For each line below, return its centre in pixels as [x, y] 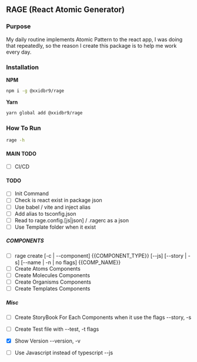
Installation [23, 67]
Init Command [31, 193]
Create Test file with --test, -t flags [57, 329]
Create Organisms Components [53, 282]
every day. [19, 52]
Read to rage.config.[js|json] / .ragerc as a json [72, 220]
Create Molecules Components [52, 275]
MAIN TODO [21, 153]
